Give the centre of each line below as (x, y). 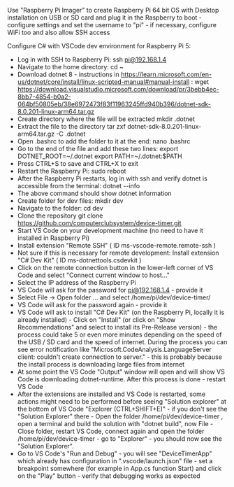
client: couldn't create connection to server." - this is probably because (119, 357)
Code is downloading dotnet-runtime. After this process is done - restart (121, 379)
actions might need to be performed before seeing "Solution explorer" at (122, 401)
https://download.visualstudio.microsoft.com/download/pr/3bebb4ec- (118, 89)
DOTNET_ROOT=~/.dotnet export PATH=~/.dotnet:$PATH (100, 156)
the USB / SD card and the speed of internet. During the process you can (122, 342)
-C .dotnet (71, 134)
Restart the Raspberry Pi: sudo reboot (72, 171)
